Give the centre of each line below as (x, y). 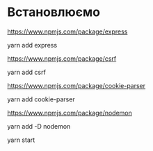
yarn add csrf (27, 72)
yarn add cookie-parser (41, 99)
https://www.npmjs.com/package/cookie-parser (76, 85)
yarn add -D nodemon (39, 126)
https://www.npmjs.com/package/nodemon (70, 113)
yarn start (21, 140)
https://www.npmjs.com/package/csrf (62, 58)
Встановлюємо (54, 12)
